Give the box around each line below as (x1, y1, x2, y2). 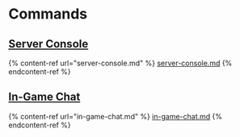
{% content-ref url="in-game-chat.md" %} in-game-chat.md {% (8, 111, 222, 121)
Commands (8, 5, 88, 23)
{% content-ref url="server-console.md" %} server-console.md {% (8, 58, 233, 68)
